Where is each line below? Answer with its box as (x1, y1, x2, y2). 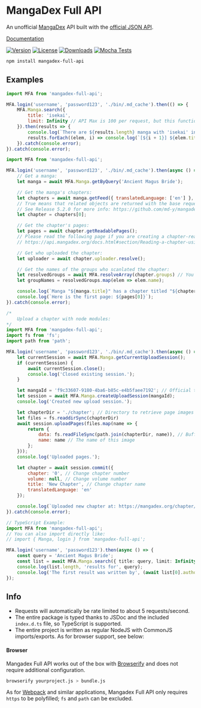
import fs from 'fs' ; (6, 333, 60, 339)
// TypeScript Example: (6, 519, 66, 525)
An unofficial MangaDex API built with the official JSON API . (6, 23, 154, 31)
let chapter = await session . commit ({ (17, 464, 114, 470)
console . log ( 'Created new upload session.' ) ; (17, 399, 133, 405)
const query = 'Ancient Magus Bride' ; (17, 553, 114, 559)
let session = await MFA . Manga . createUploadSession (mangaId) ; (17, 393, 175, 399)
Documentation (6, 35, 44, 42)
